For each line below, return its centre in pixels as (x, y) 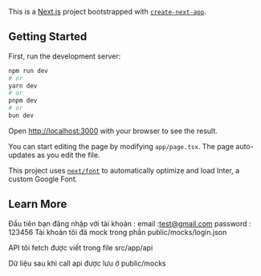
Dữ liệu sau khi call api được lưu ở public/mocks (87, 263)
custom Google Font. (43, 179)
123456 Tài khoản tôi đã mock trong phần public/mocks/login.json (118, 232)
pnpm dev (23, 101)
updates (22, 155)
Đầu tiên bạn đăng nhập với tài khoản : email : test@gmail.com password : (130, 223)
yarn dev (23, 86)
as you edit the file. (69, 155)
